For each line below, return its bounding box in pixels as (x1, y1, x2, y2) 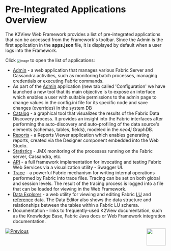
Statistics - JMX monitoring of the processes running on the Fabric (12, 148, 153, 154)
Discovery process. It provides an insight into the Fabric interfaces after (12, 115, 163, 121)
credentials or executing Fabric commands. (12, 78, 104, 84)
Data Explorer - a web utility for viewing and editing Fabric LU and (12, 191, 151, 197)
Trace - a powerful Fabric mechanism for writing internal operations (12, 169, 155, 176)
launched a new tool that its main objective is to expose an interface (12, 88, 156, 95)
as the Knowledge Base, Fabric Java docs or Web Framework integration (12, 212, 166, 219)
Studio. (12, 142, 28, 148)
